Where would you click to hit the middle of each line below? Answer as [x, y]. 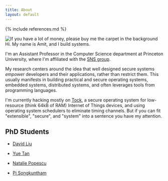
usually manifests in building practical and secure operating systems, [76, 79]
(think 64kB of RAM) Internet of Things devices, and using [85, 105]
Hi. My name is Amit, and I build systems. [48, 44]
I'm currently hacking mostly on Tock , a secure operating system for [76, 100]
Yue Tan [21, 153]
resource [15, 105]
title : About [19, 10]
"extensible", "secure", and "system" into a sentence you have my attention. [83, 116]
